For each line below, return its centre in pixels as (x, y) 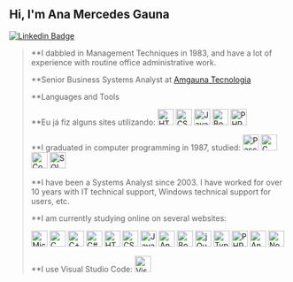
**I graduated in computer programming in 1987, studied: (136, 147)
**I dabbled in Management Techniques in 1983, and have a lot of (151, 53)
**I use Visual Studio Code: (81, 269)
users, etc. (50, 201)
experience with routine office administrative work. (123, 62)
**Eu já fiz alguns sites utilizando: (93, 122)
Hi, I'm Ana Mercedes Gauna (89, 15)
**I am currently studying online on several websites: (129, 218)
